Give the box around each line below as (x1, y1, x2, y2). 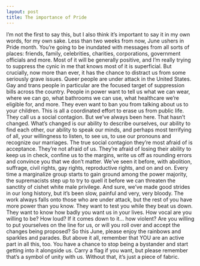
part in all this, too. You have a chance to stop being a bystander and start (6, 240, 189, 247)
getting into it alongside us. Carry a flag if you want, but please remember (6, 246, 189, 254)
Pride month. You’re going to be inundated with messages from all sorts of (6, 43, 190, 51)
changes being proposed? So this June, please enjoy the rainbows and (6, 228, 181, 235)
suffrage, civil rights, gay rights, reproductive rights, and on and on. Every (6, 164, 189, 171)
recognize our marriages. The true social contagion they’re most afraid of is (6, 139, 193, 146)
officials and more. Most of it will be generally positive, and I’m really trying (6, 56, 192, 63)
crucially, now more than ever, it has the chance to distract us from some (6, 69, 186, 76)
